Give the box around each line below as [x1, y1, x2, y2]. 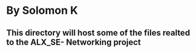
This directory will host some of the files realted [6, 28, 191, 38]
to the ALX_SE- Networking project [6, 37, 141, 47]
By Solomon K [6, 4, 79, 17]
